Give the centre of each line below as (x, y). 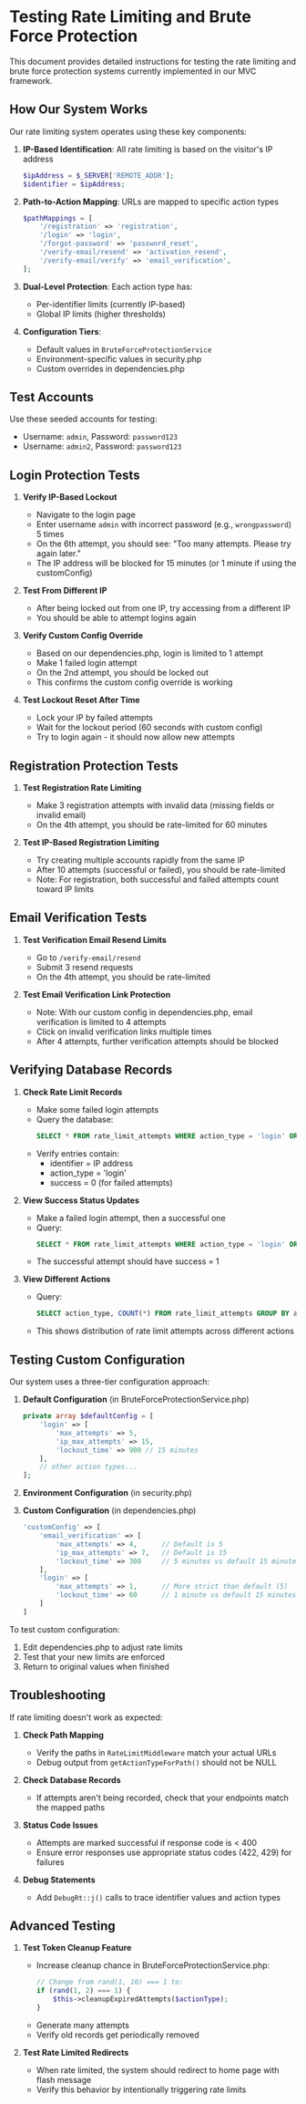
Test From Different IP (65, 591)
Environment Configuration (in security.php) (107, 1493)
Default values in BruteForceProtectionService (124, 349)
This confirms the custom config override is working (134, 682)
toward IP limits (65, 889)
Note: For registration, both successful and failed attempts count (158, 880)
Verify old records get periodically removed (118, 2035)
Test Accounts (51, 397)
